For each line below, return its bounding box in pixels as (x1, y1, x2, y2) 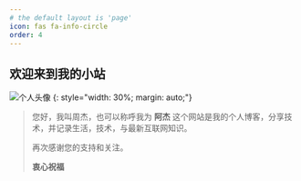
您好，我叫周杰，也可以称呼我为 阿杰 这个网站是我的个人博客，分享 (31, 111, 285, 123)
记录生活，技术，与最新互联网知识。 (56, 123, 192, 134)
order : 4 (9, 30, 43, 39)
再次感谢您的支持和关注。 (31, 142, 129, 153)
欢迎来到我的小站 (9, 65, 106, 82)
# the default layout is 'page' (9, 13, 132, 23)
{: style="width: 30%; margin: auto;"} (52, 92, 193, 103)
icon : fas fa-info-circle (9, 22, 108, 31)
